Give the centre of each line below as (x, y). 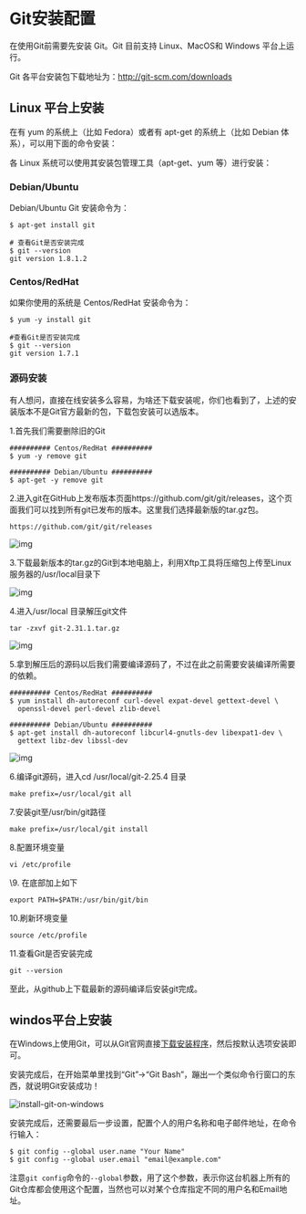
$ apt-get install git (52, 225)
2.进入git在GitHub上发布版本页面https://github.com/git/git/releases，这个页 (151, 497)
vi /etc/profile (40, 864)
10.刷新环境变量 (39, 917)
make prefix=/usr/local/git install (79, 829)
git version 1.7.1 (44, 354)
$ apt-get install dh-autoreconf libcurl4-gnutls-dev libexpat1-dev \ (146, 733)
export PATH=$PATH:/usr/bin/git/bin (79, 900)
